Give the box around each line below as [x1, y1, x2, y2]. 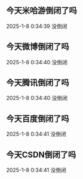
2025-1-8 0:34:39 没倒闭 [6, 23, 67, 30]
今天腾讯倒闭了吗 [6, 78, 69, 88]
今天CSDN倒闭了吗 [6, 149, 76, 159]
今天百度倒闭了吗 [6, 114, 69, 124]
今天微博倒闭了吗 [6, 42, 69, 52]
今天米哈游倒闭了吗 [6, 5, 77, 16]
